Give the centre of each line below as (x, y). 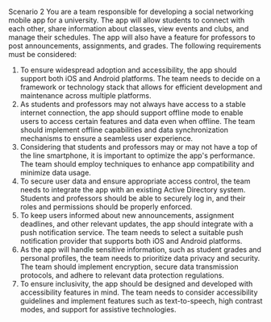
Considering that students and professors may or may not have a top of (139, 147)
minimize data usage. (55, 173)
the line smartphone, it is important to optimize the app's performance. (138, 155)
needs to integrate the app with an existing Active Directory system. (133, 190)
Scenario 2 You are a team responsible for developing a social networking (131, 12)
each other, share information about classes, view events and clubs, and (129, 29)
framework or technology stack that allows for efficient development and (141, 87)
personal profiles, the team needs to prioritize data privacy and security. (140, 258)
